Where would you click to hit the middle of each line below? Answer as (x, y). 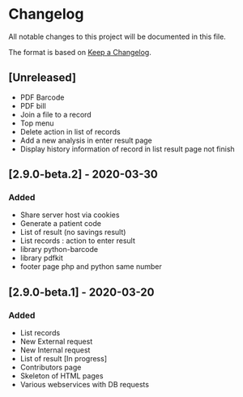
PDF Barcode (42, 97)
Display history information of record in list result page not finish (127, 149)
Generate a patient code (60, 224)
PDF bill (33, 105)
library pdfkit (41, 258)
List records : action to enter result (78, 241)
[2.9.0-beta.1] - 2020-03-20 (81, 292)
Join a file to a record (55, 114)
